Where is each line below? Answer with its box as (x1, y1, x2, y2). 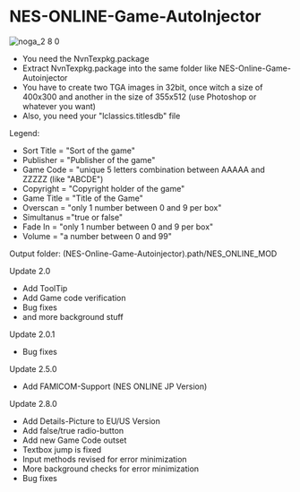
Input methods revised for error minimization (21, 453, 187, 464)
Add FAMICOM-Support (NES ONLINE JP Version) (21, 381, 208, 392)
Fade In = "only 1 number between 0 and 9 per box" (21, 221, 214, 232)
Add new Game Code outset (21, 435, 127, 445)
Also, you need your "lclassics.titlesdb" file (21, 110, 181, 121)
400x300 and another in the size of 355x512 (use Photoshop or (21, 91, 257, 102)
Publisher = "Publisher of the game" (21, 154, 156, 165)
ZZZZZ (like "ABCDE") (21, 173, 104, 185)
